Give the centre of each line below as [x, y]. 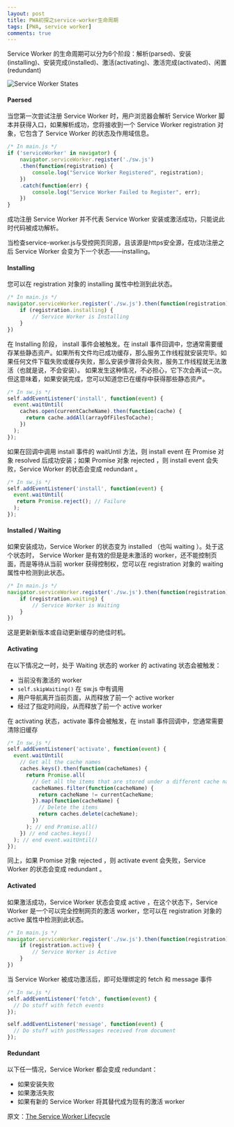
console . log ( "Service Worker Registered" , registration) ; [118, 172]
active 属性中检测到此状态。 [47, 919]
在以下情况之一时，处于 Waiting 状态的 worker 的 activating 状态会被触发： [114, 665]
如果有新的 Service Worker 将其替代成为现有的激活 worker [101, 1102]
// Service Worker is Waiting [76, 605]
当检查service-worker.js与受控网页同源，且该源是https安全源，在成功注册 [113, 243]
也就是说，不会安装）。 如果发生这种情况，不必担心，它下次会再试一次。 [122, 370]
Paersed [20, 100]
